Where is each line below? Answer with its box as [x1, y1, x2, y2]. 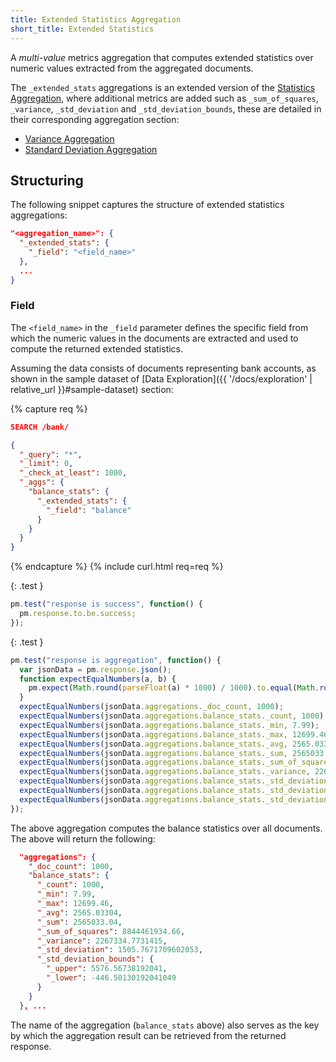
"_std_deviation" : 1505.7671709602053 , [36, 945, 203, 955]
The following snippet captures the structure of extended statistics [10, 199, 285, 211]
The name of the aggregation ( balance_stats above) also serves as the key [10, 1019, 320, 1031]
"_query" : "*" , [19, 449, 83, 460]
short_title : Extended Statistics [10, 24, 155, 34]
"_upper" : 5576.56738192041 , [46, 964, 168, 974]
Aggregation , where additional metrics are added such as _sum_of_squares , [10, 92, 319, 104]
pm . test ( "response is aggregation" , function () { [10, 655, 222, 665]
